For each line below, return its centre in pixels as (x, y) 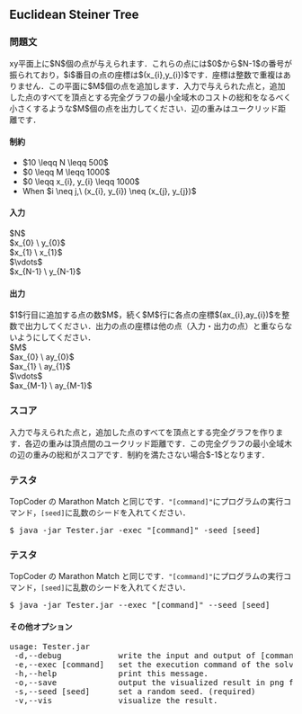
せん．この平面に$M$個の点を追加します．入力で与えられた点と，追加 (155, 85)
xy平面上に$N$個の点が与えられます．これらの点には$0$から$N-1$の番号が (151, 63)
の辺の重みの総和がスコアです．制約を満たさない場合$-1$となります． (139, 454)
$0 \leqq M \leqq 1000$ (66, 172)
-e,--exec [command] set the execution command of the (142, 665)
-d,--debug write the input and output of (135, 656)
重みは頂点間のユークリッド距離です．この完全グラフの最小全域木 (170, 443)
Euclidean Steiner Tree (74, 15)
